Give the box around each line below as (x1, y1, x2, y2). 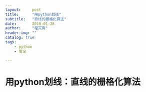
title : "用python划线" (5, 12, 61, 17)
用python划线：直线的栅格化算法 (5, 76, 141, 88)
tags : (5, 40, 16, 45)
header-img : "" (5, 30, 37, 35)
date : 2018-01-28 (5, 21, 55, 26)
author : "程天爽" (5, 26, 48, 31)
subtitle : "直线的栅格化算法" (5, 16, 66, 21)
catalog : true (5, 35, 35, 40)
